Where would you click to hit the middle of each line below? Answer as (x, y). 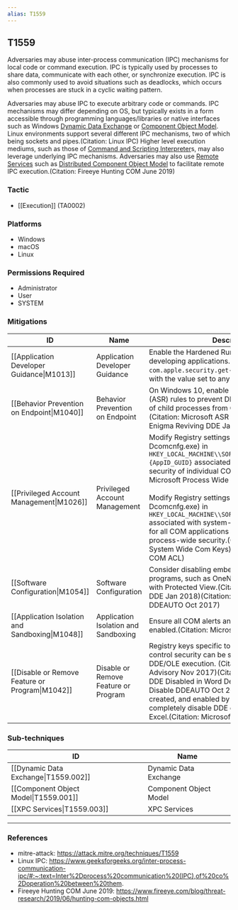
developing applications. (189, 361)
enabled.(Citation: (178, 630)
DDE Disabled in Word (185, 681)
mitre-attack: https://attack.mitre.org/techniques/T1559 (98, 853)
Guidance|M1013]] (43, 374)
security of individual (183, 471)
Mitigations (27, 322)
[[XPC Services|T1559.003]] (60, 808)
